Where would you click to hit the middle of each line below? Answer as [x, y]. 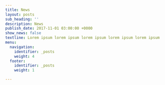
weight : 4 [24, 56]
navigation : [22, 47]
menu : [11, 42]
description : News [24, 24]
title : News [17, 10]
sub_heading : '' [22, 19]
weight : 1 [24, 70]
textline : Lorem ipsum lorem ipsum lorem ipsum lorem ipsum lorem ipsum [82, 38]
